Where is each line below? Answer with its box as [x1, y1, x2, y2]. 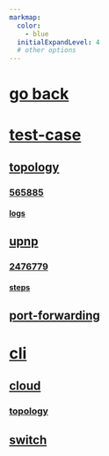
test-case [9, 125, 82, 144]
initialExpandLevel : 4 [17, 37, 100, 47]
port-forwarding [9, 307, 101, 323]
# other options [17, 46, 76, 55]
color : [17, 21, 41, 30]
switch [9, 432, 47, 447]
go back [9, 84, 69, 104]
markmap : [9, 12, 41, 22]
